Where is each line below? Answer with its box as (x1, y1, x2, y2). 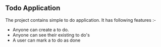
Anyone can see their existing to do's (12, 32, 90, 38)
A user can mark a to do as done (12, 37, 81, 43)
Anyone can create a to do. (12, 27, 69, 33)
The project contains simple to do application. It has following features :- (5, 17, 156, 23)
